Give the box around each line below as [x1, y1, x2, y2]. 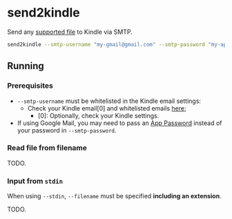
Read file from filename [7, 143, 88, 153]
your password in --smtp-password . [17, 126, 117, 134]
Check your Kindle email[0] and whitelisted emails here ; [27, 104, 186, 112]
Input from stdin [7, 176, 64, 186]
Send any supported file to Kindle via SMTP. [7, 28, 133, 36]
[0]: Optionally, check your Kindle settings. [37, 111, 159, 120]
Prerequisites [7, 81, 53, 91]
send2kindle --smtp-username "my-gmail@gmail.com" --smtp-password [7, 41, 206, 48]
